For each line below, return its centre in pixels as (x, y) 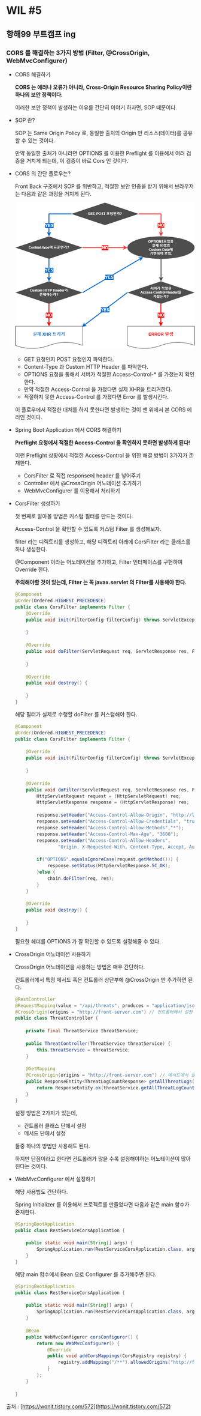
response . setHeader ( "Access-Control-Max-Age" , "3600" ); (108, 834)
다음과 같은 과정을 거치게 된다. (56, 193)
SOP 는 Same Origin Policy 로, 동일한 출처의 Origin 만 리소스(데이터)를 (98, 133)
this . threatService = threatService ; (83, 1050)
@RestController (35, 999)
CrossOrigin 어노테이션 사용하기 (53, 954)
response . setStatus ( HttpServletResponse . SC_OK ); (109, 866)
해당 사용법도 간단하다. (41, 1191)
